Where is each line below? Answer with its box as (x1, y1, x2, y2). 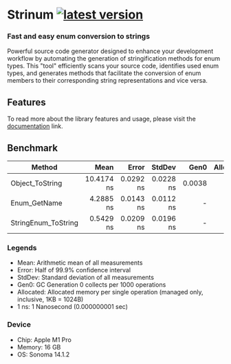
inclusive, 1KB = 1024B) (16, 295, 84, 303)
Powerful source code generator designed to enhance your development (7, 47, 214, 55)
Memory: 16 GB (16, 343, 61, 351)
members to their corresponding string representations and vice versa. (7, 77, 208, 85)
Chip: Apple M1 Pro (16, 335, 72, 344)
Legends (7, 243, 37, 253)
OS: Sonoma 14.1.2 (16, 350, 70, 358)
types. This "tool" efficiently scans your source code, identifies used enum (7, 62, 219, 70)
